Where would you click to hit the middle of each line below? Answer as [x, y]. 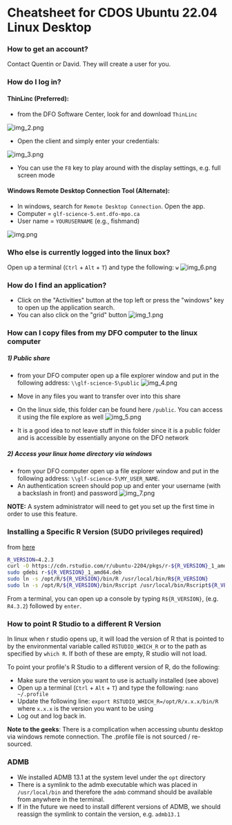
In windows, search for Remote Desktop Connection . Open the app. [111, 206]
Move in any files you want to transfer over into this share [99, 397]
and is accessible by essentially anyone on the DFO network [103, 438]
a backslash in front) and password [67, 493]
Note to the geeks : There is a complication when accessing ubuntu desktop [115, 729]
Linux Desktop [49, 27]
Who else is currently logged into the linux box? [89, 252]
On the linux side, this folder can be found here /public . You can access [120, 410]
